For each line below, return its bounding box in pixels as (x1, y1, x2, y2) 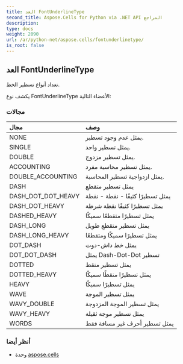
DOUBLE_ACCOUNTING (9, 172, 78, 181)
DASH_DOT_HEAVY (9, 201, 64, 210)
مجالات (6, 107, 25, 116)
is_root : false (6, 43, 45, 49)
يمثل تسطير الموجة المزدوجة (85, 300, 160, 308)
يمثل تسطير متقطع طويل (85, 221, 150, 230)
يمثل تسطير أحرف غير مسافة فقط (85, 319, 174, 327)
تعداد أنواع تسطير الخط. (6, 81, 60, 88)
